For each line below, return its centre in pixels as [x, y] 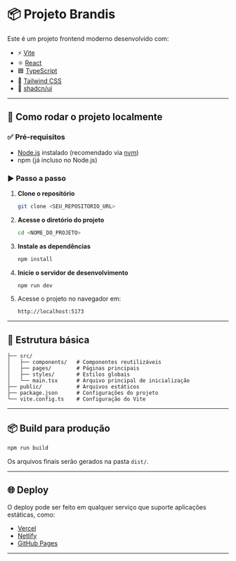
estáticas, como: [31, 515]
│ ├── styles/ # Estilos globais [69, 374]
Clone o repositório [46, 193]
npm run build [28, 448]
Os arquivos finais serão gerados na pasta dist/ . [78, 461]
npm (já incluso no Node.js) [57, 160]
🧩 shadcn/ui [35, 88]
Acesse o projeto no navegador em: [69, 299]
